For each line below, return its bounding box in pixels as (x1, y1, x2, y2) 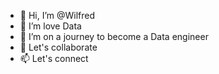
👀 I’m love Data (19, 20, 82, 32)
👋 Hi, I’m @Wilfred (19, 10, 96, 21)
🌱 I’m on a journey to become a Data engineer (19, 31, 209, 42)
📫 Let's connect (19, 53, 89, 64)
